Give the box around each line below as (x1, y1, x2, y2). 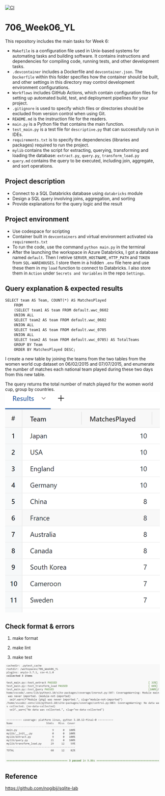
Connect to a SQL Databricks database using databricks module (12, 190, 143, 196)
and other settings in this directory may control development (12, 79, 135, 85)
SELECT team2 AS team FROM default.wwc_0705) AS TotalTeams (14, 338, 139, 343)
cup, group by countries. (5, 386, 55, 392)
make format (12, 635, 38, 641)
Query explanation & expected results (5, 284, 123, 293)
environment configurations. (12, 84, 70, 90)
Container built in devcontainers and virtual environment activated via (12, 233, 153, 239)
